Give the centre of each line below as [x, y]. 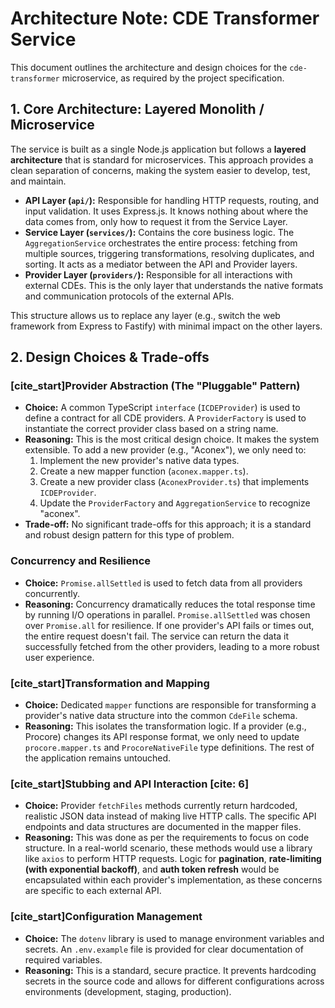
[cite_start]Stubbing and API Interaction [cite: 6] [130, 784]
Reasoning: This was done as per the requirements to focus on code [167, 838]
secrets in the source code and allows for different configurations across [174, 981]
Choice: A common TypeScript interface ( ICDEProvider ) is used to [162, 408]
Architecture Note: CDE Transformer [165, 18]
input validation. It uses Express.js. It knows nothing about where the [166, 211]
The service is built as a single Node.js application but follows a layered [158, 149]
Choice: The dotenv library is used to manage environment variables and [174, 938]
